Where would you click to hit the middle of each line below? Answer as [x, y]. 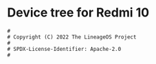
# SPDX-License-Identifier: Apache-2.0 [64, 49]
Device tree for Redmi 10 [78, 13]
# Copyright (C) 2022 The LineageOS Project [72, 37]
